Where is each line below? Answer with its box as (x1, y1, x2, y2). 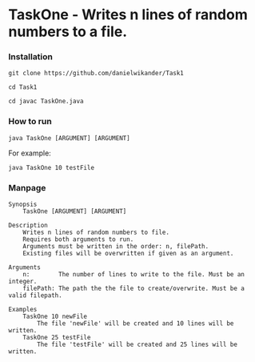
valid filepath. (8, 292, 62, 300)
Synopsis (8, 200, 38, 209)
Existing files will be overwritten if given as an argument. (22, 250, 234, 258)
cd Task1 (8, 83, 38, 91)
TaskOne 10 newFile (22, 312, 88, 321)
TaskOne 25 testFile (22, 334, 91, 342)
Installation (8, 51, 54, 62)
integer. (8, 278, 38, 286)
